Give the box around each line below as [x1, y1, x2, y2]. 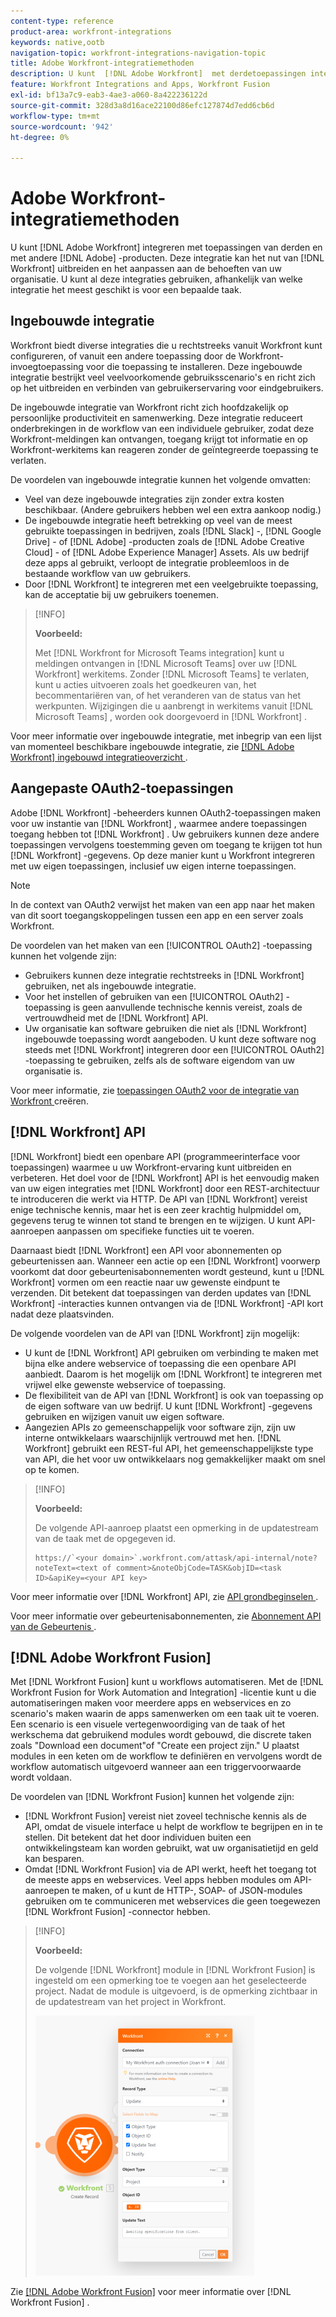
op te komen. [24, 1463, 80, 1475]
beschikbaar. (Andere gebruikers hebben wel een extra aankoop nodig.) [24, 503, 322, 515]
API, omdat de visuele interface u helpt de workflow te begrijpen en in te [24, 1821, 323, 1833]
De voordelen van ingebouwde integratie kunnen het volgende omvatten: [10, 473, 312, 485]
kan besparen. [24, 1853, 85, 1865]
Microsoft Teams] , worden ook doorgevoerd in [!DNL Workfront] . [34, 710, 308, 722]
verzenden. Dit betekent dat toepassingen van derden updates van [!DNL [10, 1286, 312, 1299]
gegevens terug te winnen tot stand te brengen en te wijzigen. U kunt [10, 1214, 296, 1226]
